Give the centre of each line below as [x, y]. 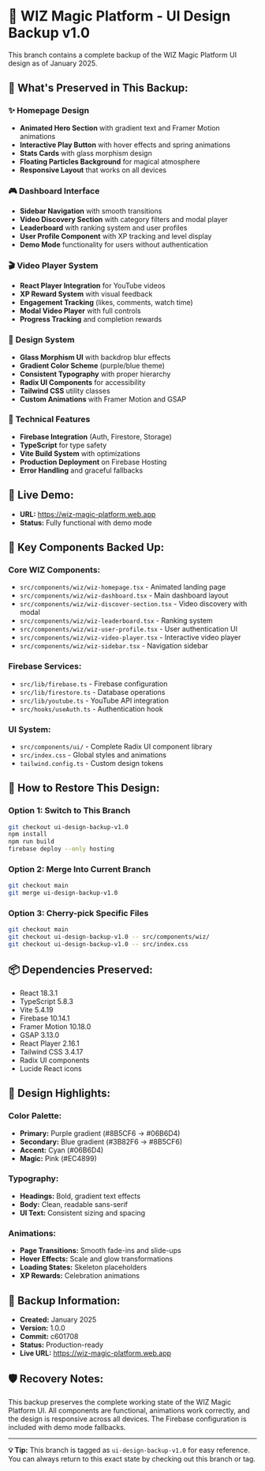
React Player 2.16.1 [50, 1043]
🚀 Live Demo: [41, 495]
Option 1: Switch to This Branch [69, 811]
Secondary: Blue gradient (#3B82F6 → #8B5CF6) [101, 1141]
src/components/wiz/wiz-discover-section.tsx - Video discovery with [133, 604]
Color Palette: [35, 1116]
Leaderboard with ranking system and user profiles [103, 228]
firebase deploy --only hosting [61, 849]
